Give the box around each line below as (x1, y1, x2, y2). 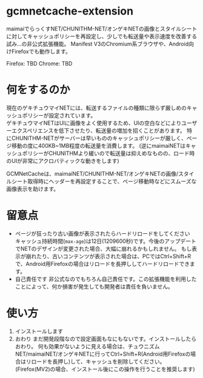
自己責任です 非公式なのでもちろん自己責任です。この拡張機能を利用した (15, 275, 197, 282)
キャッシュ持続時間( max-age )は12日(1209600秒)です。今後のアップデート (15, 237, 197, 245)
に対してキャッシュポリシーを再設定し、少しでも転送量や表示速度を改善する (6, 32, 198, 40)
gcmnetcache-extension (6, 4, 134, 18)
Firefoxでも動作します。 (11, 47, 71, 55)
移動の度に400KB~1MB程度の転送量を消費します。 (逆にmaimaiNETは (11, 142, 186, 149)
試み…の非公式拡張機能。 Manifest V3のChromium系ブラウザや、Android (6, 40, 189, 47)
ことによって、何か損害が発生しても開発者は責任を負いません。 (15, 283, 174, 290)
